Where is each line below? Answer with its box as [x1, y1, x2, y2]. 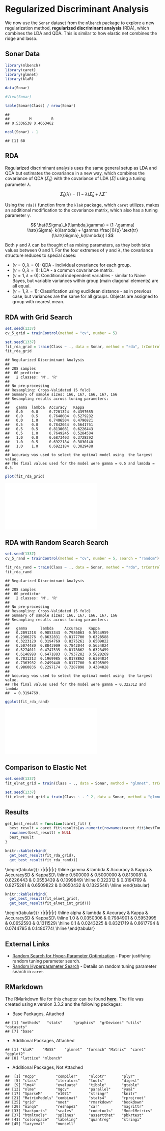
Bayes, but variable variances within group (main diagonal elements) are [12, 278, 159, 284]
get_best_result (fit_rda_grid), [9, 853, 76, 858]
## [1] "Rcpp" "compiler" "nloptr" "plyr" [5, 1074, 135, 1079]
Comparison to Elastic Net [5, 763, 87, 772]
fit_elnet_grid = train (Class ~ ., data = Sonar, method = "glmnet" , [5, 781, 151, 786]
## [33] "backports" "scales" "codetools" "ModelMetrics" [5, 1108, 153, 1113]
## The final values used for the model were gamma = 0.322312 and [5, 682, 146, 687]
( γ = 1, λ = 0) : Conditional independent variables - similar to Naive [12, 273, 146, 279]
